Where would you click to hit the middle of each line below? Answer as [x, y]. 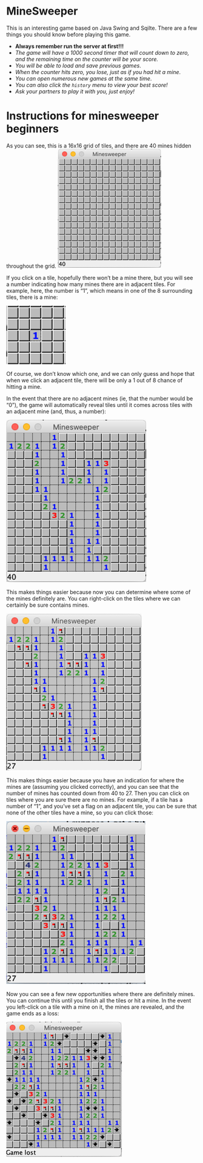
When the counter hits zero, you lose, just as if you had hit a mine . [98, 72]
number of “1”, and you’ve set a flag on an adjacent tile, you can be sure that [101, 806]
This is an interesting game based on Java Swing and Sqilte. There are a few [102, 28]
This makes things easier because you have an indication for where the [95, 780]
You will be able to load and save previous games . [78, 66]
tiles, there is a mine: [32, 297]
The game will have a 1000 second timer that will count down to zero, [102, 52]
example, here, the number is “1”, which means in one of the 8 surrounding [99, 290]
